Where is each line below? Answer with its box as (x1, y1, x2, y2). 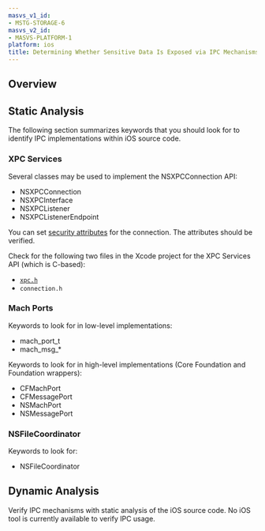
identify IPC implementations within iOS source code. (8, 134, 181, 143)
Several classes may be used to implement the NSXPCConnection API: (8, 171, 238, 181)
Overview (8, 77, 58, 91)
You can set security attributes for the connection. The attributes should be (8, 227, 253, 237)
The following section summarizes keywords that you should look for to (8, 126, 241, 135)
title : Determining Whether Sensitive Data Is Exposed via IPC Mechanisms (8, 48, 259, 56)
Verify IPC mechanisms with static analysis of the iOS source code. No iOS (8, 505, 251, 514)
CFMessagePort (19, 392, 73, 401)
